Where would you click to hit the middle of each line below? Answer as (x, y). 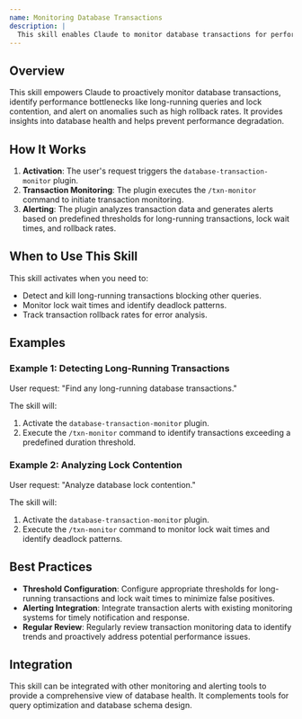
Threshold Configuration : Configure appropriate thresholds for (140, 589)
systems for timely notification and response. (106, 617)
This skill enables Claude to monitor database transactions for (142, 34)
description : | (38, 26)
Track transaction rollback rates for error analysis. (115, 315)
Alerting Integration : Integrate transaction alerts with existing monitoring (157, 608)
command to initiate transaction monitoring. (103, 200)
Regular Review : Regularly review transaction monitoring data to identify (157, 626)
